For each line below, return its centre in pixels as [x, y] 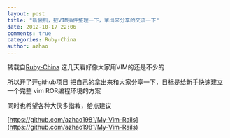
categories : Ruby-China [42, 40]
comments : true [29, 33]
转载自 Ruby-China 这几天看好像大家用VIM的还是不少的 [86, 67]
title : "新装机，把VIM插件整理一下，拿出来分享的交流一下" [83, 20]
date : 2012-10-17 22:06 [42, 27]
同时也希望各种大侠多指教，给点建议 [59, 105]
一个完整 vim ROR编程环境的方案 [54, 91]
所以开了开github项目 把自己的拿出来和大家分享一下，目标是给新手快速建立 [115, 82]
